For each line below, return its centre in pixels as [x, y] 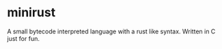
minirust [31, 13]
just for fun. [23, 38]
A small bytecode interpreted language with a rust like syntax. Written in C [111, 31]
